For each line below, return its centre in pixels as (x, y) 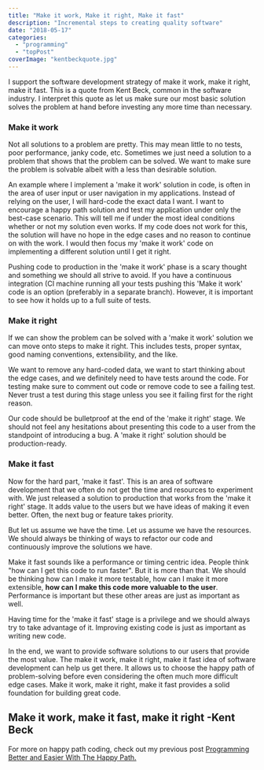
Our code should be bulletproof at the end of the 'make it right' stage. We (127, 419)
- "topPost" (35, 52)
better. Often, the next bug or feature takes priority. (91, 515)
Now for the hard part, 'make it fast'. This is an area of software (111, 481)
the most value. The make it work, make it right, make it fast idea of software (132, 659)
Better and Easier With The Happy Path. (72, 757)
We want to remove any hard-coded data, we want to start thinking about (126, 370)
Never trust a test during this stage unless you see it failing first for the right (131, 395)
